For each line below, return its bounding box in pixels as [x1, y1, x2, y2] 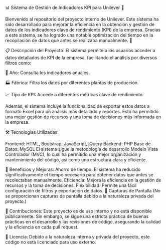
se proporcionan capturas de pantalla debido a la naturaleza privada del [5, 193, 154, 199]
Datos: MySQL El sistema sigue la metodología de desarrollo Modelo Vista [5, 146, 158, 152]
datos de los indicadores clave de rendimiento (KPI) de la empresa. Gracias [5, 27, 160, 33]
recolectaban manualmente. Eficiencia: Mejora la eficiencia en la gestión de [5, 177, 161, 183]
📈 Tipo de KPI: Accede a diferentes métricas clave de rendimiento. [5, 92, 144, 97]
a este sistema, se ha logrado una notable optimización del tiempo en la [5, 32, 153, 38]
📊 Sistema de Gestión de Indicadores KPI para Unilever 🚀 [5, 5, 124, 11]
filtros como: [5, 60, 32, 66]
